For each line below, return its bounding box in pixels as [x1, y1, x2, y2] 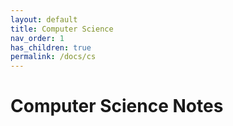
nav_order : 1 [10, 33, 65, 43]
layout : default [10, 14, 78, 25]
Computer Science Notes [10, 95, 224, 118]
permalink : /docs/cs [10, 52, 97, 62]
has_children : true [10, 42, 92, 53]
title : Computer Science [10, 24, 114, 34]
